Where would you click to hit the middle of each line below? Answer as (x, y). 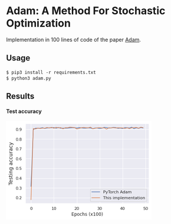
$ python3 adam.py (29, 78)
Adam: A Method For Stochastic (86, 11)
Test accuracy (24, 111)
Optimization (38, 23)
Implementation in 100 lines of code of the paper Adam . (74, 39)
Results (20, 96)
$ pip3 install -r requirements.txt (51, 72)
